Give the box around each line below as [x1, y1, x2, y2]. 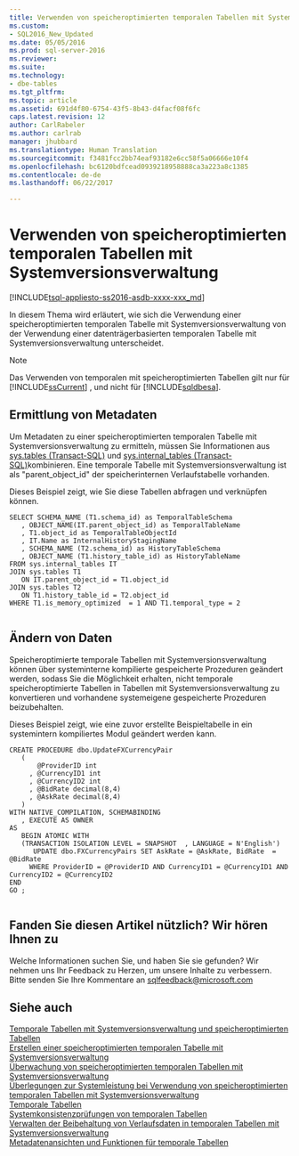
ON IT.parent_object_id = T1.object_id [20, 575, 169, 584]
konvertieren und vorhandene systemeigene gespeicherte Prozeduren [9, 692, 267, 703]
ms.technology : [9, 71, 66, 80]
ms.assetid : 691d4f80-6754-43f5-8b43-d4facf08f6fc [9, 104, 201, 113]
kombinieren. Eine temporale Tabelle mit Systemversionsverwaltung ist [27, 460, 287, 470]
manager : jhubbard [9, 137, 77, 146]
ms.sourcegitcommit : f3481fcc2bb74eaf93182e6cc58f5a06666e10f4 [9, 153, 249, 163]
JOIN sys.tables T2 [9, 582, 82, 592]
